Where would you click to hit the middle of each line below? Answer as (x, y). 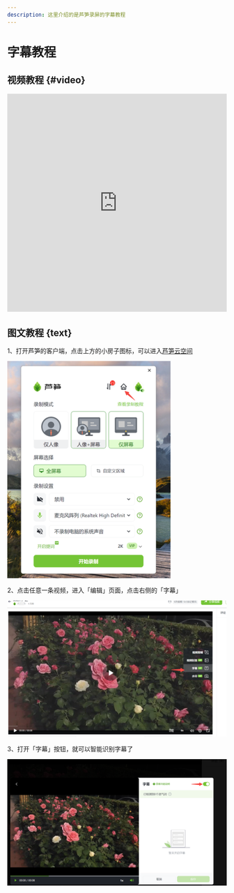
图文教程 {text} (40, 333)
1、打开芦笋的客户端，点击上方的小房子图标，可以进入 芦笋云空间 (100, 351)
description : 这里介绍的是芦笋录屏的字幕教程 (67, 15)
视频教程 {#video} (46, 80)
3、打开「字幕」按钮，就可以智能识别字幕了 (70, 749)
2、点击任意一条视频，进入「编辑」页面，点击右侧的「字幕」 (95, 590)
